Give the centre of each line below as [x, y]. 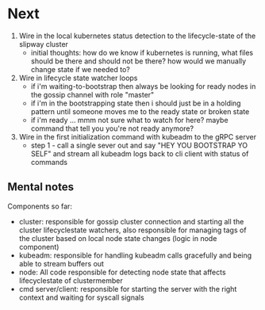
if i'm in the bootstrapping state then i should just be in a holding [136, 103]
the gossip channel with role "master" [92, 94]
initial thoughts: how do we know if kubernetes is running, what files [142, 52]
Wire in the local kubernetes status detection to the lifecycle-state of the [137, 36]
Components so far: [40, 206]
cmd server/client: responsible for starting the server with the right [128, 289]
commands [49, 162]
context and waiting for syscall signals [81, 297]
